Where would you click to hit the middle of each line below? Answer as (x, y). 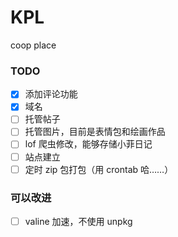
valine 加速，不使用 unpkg (78, 221)
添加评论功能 (51, 94)
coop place (33, 45)
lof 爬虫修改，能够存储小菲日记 (88, 144)
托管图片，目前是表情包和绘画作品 (95, 132)
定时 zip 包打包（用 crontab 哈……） (99, 169)
